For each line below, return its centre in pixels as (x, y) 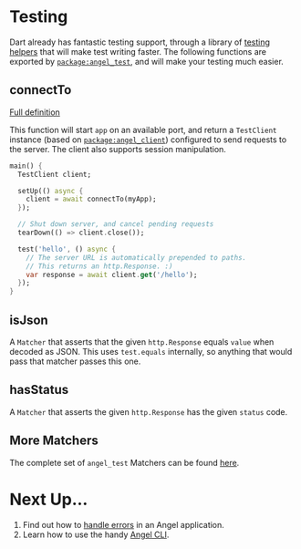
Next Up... (49, 499)
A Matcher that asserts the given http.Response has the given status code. (149, 411)
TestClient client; (55, 174)
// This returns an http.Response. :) (99, 266)
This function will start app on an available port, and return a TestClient (143, 129)
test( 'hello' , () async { (67, 249)
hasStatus (39, 390)
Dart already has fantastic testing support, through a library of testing (140, 42)
